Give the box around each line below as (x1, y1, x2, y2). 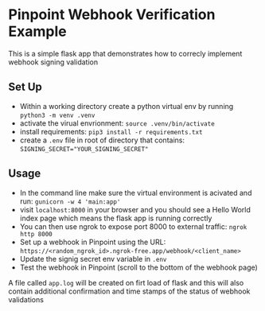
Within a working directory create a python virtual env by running (19, 101, 234, 111)
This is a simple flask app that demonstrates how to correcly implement (8, 49, 243, 58)
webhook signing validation (8, 57, 98, 67)
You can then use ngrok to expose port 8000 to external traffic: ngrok (19, 221, 247, 231)
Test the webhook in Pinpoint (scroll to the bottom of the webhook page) (19, 262, 259, 272)
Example (8, 22, 67, 41)
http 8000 (19, 230, 53, 238)
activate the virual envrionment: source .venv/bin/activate (19, 118, 215, 128)
